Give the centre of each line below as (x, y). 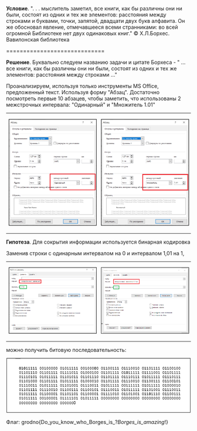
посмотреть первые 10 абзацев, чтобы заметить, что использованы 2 (94, 98)
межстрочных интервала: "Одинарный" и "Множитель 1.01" (81, 105)
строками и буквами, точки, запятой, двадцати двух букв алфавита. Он (96, 21)
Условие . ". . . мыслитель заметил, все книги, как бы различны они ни (94, 8)
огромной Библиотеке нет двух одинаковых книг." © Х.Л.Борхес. (88, 33)
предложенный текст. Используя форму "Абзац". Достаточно (83, 92)
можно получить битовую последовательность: (66, 350)
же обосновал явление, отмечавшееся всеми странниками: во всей (92, 27)
